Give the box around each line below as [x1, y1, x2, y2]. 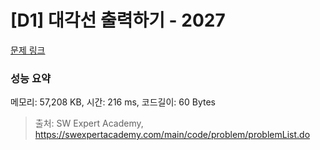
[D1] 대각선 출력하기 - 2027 [10, 9, 226, 32]
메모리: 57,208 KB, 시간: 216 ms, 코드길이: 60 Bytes [10, 96, 217, 108]
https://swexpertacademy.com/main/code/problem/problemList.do [34, 129, 311, 141]
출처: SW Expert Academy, [34, 117, 144, 130]
